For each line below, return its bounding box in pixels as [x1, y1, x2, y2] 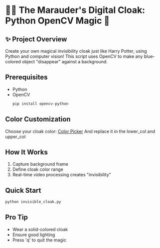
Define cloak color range [12, 166, 63, 172]
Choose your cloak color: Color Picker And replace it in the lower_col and [5, 128, 156, 134]
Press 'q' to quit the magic [12, 237, 66, 243]
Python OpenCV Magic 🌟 [5, 15, 110, 26]
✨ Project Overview [5, 35, 67, 43]
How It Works [5, 148, 48, 156]
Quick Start [5, 186, 41, 195]
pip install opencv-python [12, 101, 69, 106]
